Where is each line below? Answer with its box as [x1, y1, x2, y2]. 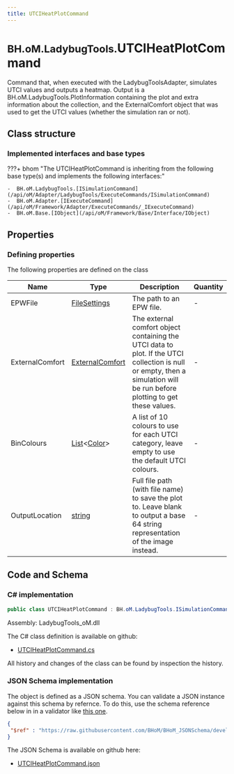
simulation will [132, 374, 179, 384]
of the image [132, 536, 174, 546]
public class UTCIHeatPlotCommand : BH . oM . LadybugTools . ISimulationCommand [7, 605, 232, 613]
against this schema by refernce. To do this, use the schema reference [7, 699, 210, 708]
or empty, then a [132, 366, 186, 376]
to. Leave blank [132, 502, 182, 511]
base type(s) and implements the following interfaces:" [7, 172, 165, 180]
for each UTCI [132, 429, 178, 439]
